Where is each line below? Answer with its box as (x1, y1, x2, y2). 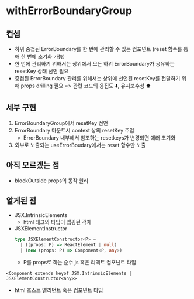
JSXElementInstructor (14, 225, 68, 232)
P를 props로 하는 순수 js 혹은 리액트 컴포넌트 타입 (23, 259, 136, 266)
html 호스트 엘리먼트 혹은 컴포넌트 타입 (14, 287, 103, 294)
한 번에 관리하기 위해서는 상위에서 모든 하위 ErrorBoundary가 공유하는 (14, 60, 175, 67)
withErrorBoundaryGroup (6, 4, 133, 18)
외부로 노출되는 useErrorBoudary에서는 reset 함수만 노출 (14, 141, 146, 148)
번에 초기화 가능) (27, 53, 65, 60)
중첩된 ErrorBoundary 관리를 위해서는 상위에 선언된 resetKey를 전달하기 (14, 75, 181, 81)
